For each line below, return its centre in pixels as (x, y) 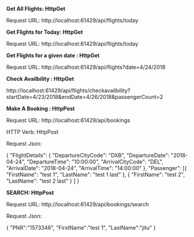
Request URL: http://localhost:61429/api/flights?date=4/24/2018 (86, 67)
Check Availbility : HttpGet (40, 79)
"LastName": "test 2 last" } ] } (43, 181)
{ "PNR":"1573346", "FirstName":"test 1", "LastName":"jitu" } (81, 228)
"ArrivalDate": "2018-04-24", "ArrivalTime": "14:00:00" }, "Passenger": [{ (97, 168)
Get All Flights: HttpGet (36, 9)
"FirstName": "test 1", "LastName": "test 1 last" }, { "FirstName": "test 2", (95, 175)
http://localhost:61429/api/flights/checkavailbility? (68, 90)
